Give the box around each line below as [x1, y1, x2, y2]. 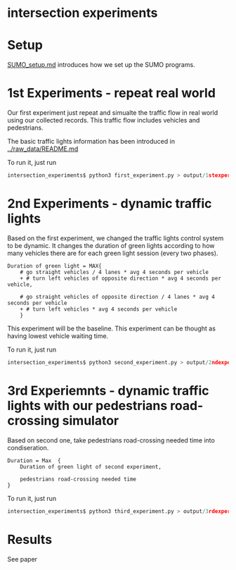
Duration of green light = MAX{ [7, 262, 102, 269]
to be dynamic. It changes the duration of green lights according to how [7, 241, 215, 249]
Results [7, 531, 53, 547]
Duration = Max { [7, 457, 61, 464]
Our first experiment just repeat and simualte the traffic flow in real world [7, 109, 218, 117]
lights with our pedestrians [7, 397, 168, 414]
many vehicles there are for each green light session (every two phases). [7, 249, 218, 257]
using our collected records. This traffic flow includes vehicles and [7, 116, 200, 125]
